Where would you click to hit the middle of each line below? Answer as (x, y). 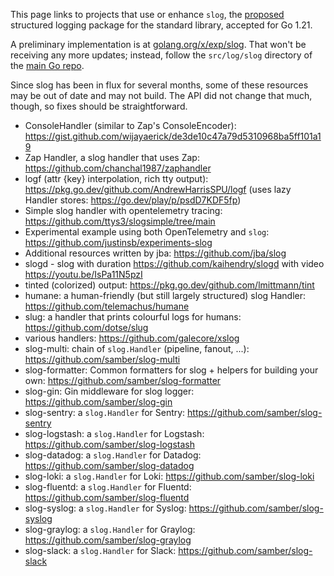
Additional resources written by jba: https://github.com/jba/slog (155, 253)
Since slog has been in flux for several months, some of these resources (159, 85)
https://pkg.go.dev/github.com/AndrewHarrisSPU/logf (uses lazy (158, 189)
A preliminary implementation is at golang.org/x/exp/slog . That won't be (158, 44)
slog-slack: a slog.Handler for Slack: (100, 550)
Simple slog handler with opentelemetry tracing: (123, 210)
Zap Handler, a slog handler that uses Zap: (112, 157)
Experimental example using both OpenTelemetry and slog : (147, 232)
